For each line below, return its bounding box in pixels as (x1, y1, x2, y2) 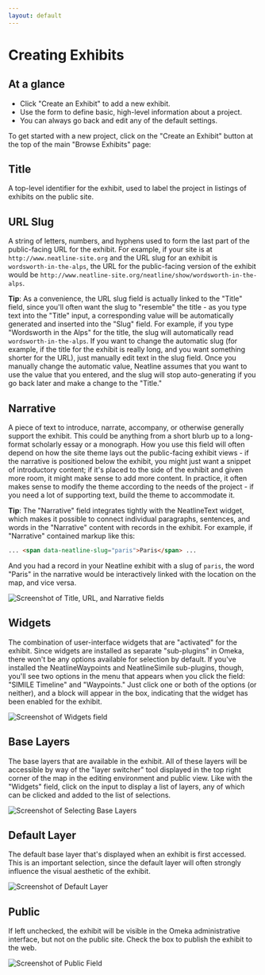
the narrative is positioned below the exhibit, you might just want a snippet (8, 457, 252, 466)
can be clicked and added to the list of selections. (8, 790, 171, 800)
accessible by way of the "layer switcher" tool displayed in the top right (8, 765, 242, 774)
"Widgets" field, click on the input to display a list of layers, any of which (8, 782, 245, 791)
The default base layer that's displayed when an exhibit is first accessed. (8, 849, 247, 860)
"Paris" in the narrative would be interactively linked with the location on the (8, 569, 256, 579)
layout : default (8, 11, 62, 20)
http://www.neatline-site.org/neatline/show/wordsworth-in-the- (40, 271, 258, 279)
